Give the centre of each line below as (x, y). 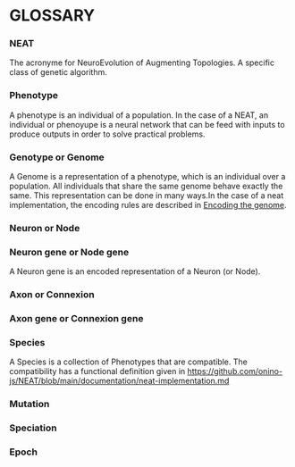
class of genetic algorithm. (58, 72)
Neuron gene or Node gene (69, 252)
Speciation (33, 428)
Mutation (29, 404)
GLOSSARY (52, 16)
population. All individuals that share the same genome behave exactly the (146, 186)
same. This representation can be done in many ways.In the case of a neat (147, 196)
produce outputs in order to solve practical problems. (107, 134)
